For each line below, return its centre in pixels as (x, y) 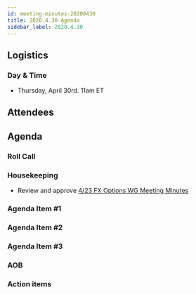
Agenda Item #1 (34, 208)
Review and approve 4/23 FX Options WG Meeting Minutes (103, 191)
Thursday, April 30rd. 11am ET (60, 91)
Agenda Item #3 (35, 246)
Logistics (28, 55)
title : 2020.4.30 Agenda (44, 20)
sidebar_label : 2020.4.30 (45, 27)
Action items (30, 283)
